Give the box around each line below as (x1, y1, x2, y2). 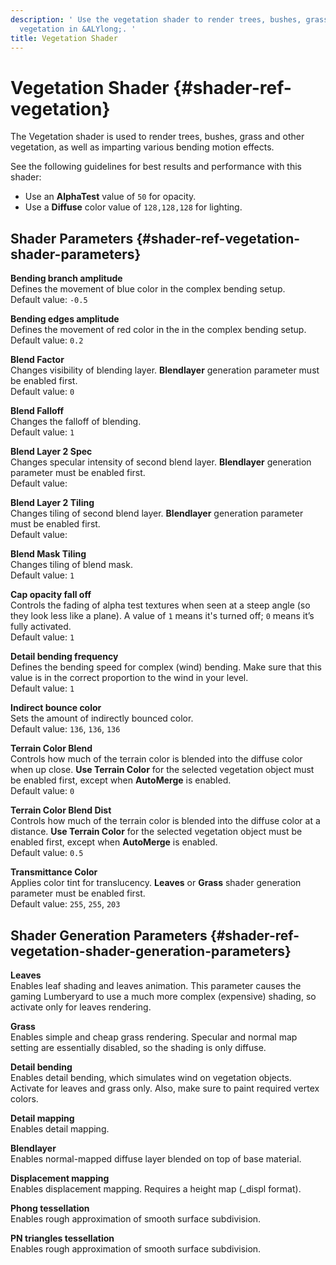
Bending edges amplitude (10, 313, 120, 325)
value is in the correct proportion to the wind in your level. (10, 672, 249, 684)
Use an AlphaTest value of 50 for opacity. (24, 191, 197, 203)
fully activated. (10, 621, 72, 633)
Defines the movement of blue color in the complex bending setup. (10, 283, 286, 295)
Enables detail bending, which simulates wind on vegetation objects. (10, 1071, 292, 1083)
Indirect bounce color (10, 702, 102, 714)
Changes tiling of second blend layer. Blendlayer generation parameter (10, 507, 304, 520)
